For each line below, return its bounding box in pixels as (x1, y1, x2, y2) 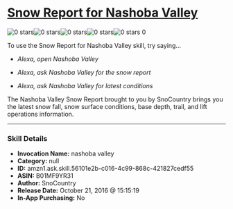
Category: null (17, 157, 60, 165)
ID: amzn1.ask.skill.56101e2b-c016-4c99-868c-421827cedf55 (17, 165, 194, 173)
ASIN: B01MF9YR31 (17, 172, 74, 180)
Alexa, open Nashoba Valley (17, 54, 99, 63)
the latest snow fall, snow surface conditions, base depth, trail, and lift (7, 102, 207, 110)
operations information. (7, 110, 74, 118)
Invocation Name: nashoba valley (17, 149, 114, 158)
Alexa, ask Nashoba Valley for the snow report (17, 68, 151, 76)
